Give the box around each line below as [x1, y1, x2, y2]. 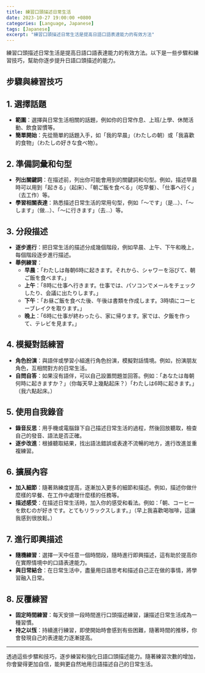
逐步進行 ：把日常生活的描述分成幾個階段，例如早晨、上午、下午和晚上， [15, 243, 197, 251]
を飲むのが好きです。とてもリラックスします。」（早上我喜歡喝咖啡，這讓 [15, 507, 196, 514]
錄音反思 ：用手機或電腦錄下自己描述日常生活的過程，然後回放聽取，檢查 [15, 424, 197, 431]
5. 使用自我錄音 [6, 407, 64, 417]
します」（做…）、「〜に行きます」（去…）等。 [15, 207, 126, 214]
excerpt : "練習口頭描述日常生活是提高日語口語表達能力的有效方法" [6, 32, 154, 38]
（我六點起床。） [15, 387, 56, 394]
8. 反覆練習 [6, 594, 48, 604]
